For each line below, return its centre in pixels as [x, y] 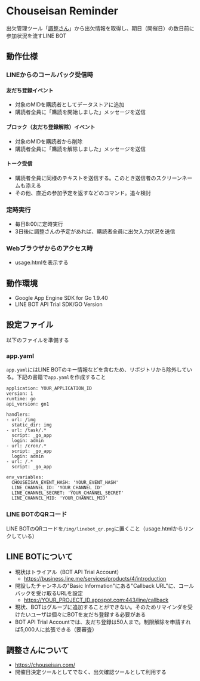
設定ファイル [30, 325]
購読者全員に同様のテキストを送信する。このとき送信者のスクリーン [98, 178]
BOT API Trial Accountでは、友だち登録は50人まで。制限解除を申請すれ [103, 622]
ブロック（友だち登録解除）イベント [51, 127]
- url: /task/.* [26, 430]
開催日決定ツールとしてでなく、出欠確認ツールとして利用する [90, 672]
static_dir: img [32, 425]
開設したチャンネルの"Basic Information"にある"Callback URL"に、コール [104, 586]
